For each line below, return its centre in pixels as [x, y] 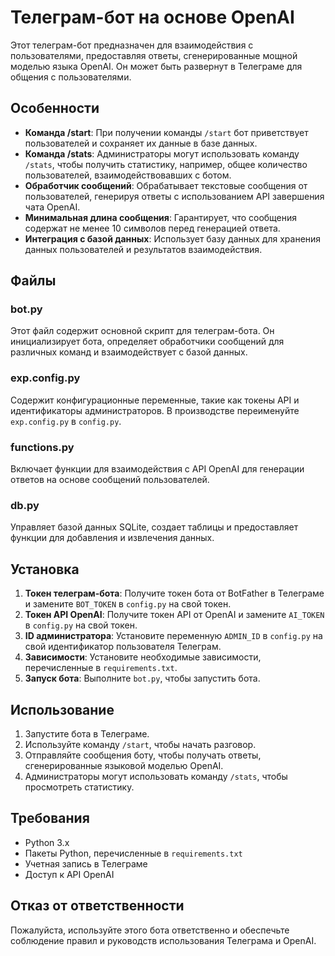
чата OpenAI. [52, 207]
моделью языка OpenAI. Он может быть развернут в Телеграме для [156, 66]
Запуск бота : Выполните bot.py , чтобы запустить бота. [142, 678]
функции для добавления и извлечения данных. [112, 538]
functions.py [42, 447]
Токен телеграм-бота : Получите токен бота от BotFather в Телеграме [174, 593]
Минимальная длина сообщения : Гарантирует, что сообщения [161, 217]
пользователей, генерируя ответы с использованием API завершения [174, 196]
